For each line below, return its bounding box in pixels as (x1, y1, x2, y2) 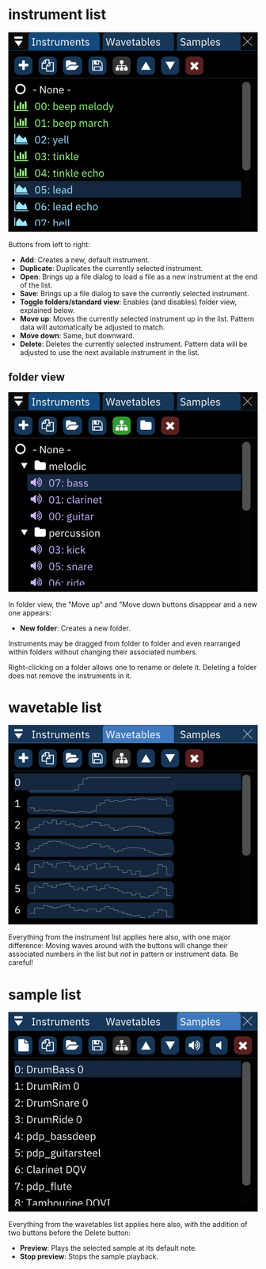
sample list (8, 985, 82, 1004)
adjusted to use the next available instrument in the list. (19, 347, 200, 357)
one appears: (8, 608, 51, 617)
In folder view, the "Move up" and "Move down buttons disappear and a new (8, 600, 257, 609)
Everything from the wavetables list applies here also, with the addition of (8, 1220, 248, 1229)
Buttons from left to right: (8, 239, 91, 249)
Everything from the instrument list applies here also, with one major (8, 932, 231, 942)
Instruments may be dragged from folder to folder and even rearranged (8, 638, 241, 648)
